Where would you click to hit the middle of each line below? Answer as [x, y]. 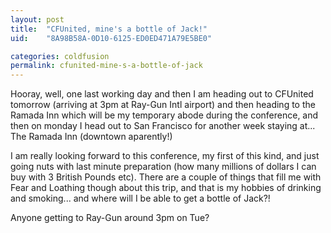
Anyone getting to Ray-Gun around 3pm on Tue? [110, 218]
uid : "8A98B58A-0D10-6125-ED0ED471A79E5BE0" [111, 38]
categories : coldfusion [60, 56]
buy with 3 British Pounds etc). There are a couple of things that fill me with [166, 177]
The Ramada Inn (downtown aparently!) [91, 137]
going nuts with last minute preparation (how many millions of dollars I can [163, 167]
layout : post [37, 19]
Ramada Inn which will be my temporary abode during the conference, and [164, 115]
